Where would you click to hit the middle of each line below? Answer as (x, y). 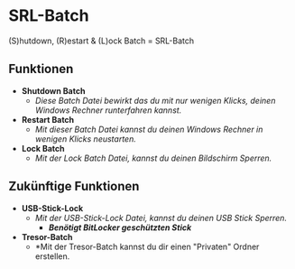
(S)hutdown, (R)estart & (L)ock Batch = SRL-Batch (101, 41)
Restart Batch (48, 119)
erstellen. (52, 256)
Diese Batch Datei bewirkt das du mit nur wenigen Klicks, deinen (155, 100)
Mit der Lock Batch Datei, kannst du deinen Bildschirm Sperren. (153, 158)
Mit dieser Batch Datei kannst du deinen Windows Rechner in (149, 129)
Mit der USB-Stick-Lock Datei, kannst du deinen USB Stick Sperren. (161, 218)
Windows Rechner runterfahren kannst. (108, 110)
